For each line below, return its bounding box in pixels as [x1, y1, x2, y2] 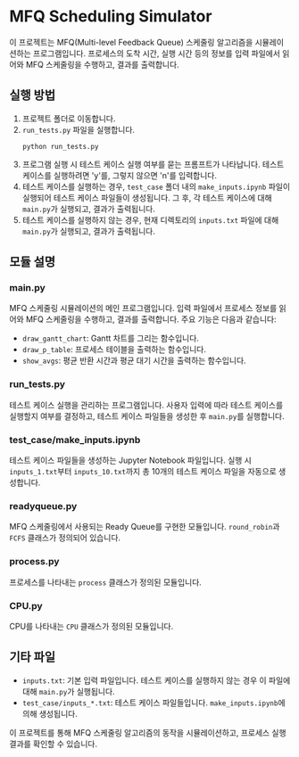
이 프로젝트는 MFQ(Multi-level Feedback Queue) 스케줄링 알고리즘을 [9, 37, 253, 47]
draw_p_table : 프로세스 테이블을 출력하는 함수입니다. [21, 344, 207, 355]
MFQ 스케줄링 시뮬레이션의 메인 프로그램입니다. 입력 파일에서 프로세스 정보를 [9, 303, 278, 314]
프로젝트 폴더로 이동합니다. [21, 113, 116, 124]
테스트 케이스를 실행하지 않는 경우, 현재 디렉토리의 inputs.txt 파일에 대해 [21, 214, 279, 225]
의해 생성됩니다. [21, 708, 78, 719]
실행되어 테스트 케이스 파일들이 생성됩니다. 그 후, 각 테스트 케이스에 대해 [21, 192, 272, 202]
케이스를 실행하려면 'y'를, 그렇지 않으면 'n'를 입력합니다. [21, 169, 217, 180]
